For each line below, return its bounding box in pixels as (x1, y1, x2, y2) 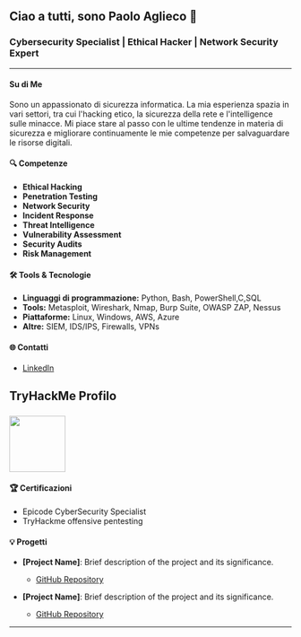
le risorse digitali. (9, 136, 73, 148)
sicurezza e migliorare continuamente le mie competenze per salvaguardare (9, 127, 290, 138)
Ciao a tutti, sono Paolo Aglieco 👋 (9, 9, 198, 24)
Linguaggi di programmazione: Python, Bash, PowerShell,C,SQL (21, 292, 262, 303)
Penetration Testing (21, 191, 99, 202)
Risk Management (21, 249, 92, 259)
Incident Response (21, 210, 94, 221)
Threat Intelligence (21, 220, 96, 231)
